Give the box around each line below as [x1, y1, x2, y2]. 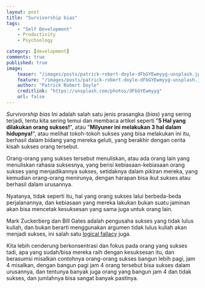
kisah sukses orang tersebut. [6, 143, 79, 150]
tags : [6, 20, 20, 26]
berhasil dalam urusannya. [6, 181, 73, 188]
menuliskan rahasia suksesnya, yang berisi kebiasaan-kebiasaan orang [6, 161, 185, 168]
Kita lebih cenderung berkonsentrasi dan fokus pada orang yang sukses [6, 242, 188, 249]
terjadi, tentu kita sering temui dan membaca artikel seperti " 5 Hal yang [6, 117, 186, 124]
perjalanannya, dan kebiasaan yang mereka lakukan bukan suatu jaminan [6, 199, 190, 206]
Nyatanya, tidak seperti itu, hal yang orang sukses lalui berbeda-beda [6, 192, 182, 200]
